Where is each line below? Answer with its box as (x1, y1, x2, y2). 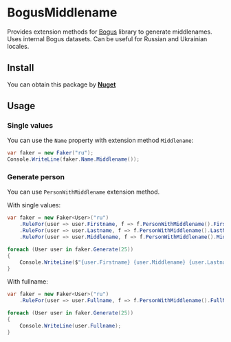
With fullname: (7, 277, 48, 286)
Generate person (7, 172, 65, 182)
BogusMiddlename (7, 5, 118, 21)
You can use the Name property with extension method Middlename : (7, 136, 194, 145)
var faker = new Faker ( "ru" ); (7, 150, 94, 157)
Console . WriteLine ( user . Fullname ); (19, 322, 122, 329)
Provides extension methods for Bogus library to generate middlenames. (7, 27, 212, 36)
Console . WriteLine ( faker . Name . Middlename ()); (7, 156, 140, 163)
